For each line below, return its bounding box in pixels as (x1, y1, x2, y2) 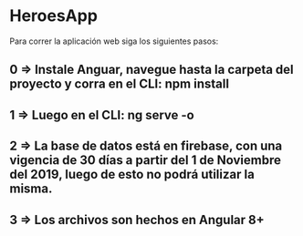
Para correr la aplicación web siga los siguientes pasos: (9, 36, 219, 46)
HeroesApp (9, 5, 99, 26)
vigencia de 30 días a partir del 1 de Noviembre (9, 152, 281, 169)
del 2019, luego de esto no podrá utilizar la (9, 167, 256, 182)
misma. (9, 181, 53, 197)
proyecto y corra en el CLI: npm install (9, 77, 230, 92)
